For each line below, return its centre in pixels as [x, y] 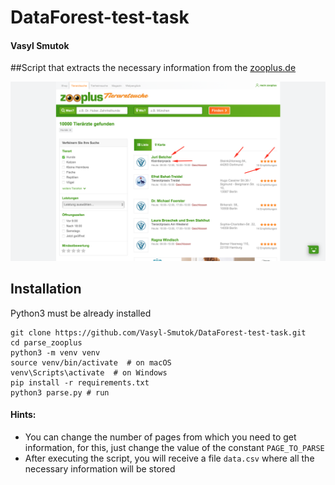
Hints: [23, 415]
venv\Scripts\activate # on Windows [89, 372]
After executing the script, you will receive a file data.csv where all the [169, 458]
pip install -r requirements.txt [80, 382]
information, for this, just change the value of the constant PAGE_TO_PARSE [174, 447]
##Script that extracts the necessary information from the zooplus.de [153, 68]
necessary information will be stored [100, 468]
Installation [46, 289]
